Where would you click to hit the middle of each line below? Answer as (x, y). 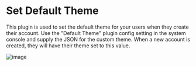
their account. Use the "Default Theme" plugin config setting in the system (96, 33)
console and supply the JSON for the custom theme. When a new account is (98, 39)
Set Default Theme (52, 11)
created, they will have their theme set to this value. (68, 46)
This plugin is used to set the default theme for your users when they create (97, 27)
